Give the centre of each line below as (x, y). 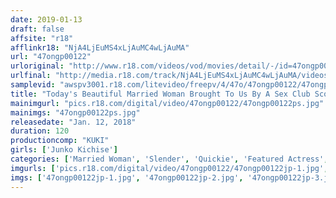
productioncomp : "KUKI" (60, 141)
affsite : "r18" (42, 38)
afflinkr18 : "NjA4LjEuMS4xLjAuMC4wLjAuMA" (100, 47)
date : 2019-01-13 (46, 19)
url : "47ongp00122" (51, 57)
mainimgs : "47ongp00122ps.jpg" (75, 112)
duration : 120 (40, 131)
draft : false (37, 29)
